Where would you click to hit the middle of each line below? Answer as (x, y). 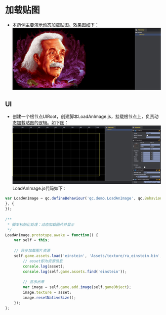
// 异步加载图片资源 (32, 251)
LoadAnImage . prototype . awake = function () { (52, 235)
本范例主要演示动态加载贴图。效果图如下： (56, 25)
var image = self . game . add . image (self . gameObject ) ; (77, 287)
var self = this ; (32, 240)
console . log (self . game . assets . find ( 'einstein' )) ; (75, 271)
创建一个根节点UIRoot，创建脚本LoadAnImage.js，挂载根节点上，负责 (83, 116)
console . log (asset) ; (44, 266)
